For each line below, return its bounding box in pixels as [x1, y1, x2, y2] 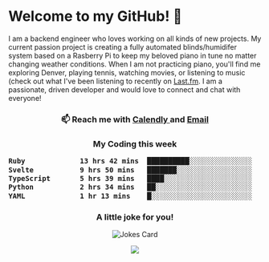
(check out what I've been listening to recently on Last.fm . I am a [8, 76, 222, 86]
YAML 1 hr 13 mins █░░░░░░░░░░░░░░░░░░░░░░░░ [8, 191, 253, 200]
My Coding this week [92, 138, 177, 149]
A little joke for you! [96, 212, 174, 223]
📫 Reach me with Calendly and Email [61, 114, 209, 125]
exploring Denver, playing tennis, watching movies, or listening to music [8, 67, 246, 77]
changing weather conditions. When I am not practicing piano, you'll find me [8, 59, 261, 69]
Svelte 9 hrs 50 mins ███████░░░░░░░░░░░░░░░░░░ [8, 165, 253, 175]
